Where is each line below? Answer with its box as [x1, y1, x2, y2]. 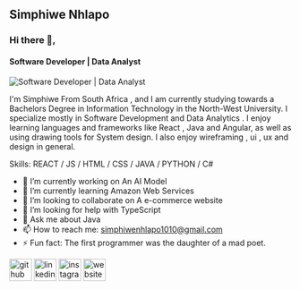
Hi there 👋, [9, 34, 56, 47]
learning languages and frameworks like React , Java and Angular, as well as [9, 122, 292, 132]
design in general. [9, 141, 76, 151]
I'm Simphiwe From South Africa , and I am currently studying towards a [9, 93, 275, 104]
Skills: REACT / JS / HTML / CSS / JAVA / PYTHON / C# [9, 158, 214, 169]
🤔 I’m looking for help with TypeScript [21, 204, 161, 215]
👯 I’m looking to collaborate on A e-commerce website [21, 194, 224, 205]
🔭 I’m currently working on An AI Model [21, 175, 167, 186]
